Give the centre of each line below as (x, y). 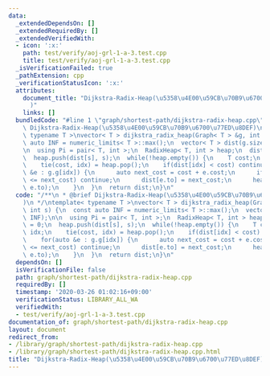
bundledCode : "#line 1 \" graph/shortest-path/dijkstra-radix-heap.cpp (136, 121)
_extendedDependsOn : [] (55, 23)
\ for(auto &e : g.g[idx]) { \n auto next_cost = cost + (133, 240)
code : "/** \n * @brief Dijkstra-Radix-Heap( (91, 195)
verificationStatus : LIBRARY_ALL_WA (77, 300)
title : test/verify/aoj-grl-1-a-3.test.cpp (97, 61)
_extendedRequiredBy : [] (57, 31)
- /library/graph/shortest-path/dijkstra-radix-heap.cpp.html (115, 352)
